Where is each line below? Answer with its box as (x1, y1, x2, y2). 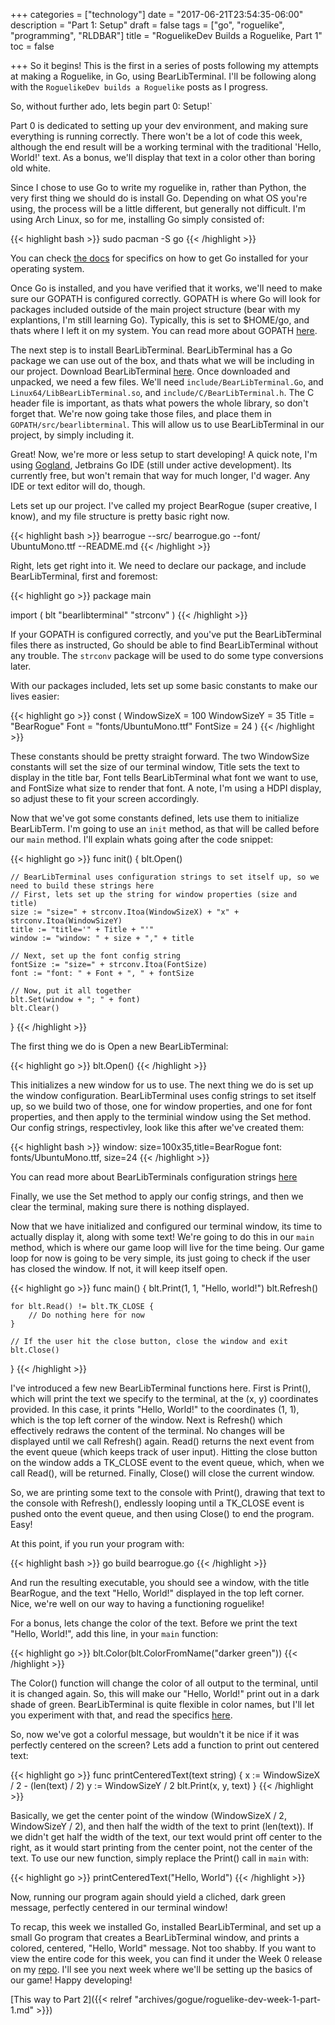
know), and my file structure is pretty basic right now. (10, 510, 230, 522)
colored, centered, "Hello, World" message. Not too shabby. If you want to (10, 1942, 317, 1954)
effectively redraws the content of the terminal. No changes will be (10, 1425, 285, 1436)
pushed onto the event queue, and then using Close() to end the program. (10, 1508, 315, 1519)
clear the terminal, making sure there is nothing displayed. (10, 1201, 250, 1213)
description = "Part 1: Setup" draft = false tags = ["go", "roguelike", (10, 19, 285, 31)
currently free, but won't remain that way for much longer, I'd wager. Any (10, 470, 311, 481)
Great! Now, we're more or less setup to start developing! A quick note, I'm (10, 449, 318, 460)
